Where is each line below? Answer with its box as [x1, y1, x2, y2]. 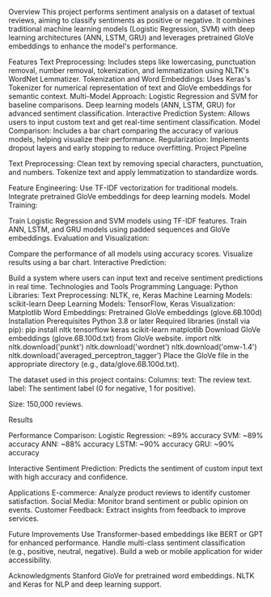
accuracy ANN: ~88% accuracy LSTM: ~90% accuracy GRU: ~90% [8, 439, 235, 449]
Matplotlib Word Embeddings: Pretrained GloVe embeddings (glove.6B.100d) [8, 308, 263, 317]
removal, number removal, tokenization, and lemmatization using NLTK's [8, 66, 249, 75]
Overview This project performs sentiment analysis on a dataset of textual [8, 7, 255, 16]
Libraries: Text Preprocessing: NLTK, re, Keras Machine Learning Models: [8, 291, 253, 300]
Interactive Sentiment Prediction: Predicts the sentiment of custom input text [8, 463, 263, 473]
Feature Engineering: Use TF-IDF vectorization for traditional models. [8, 183, 239, 193]
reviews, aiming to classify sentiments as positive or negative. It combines [8, 15, 256, 25]
